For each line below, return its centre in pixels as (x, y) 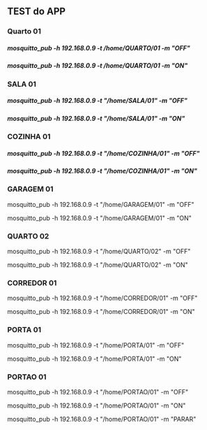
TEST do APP (37, 12)
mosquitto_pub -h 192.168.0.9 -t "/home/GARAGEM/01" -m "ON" (99, 218)
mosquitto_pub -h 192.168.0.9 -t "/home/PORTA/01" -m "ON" (94, 359)
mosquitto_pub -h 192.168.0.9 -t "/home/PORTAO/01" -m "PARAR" (102, 419)
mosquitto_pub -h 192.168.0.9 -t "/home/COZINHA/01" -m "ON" (102, 171)
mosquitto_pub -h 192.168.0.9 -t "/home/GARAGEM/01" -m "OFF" (101, 204)
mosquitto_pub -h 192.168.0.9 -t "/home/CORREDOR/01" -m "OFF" (102, 298)
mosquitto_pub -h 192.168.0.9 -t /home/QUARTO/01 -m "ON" (98, 66)
